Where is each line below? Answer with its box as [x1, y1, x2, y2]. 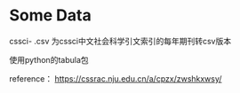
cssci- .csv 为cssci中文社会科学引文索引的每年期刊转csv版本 [9, 35, 232, 46]
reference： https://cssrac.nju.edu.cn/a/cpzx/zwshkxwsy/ [9, 73, 222, 84]
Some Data [9, 5, 92, 26]
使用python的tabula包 [9, 54, 89, 65]
